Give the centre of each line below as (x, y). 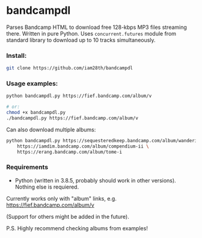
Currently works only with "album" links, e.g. (62, 198)
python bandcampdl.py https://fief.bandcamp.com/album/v (79, 96)
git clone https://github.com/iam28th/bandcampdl (70, 68)
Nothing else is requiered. (47, 187)
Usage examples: (32, 84)
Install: (17, 55)
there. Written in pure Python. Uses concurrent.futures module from (91, 33)
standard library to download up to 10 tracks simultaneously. (81, 40)
